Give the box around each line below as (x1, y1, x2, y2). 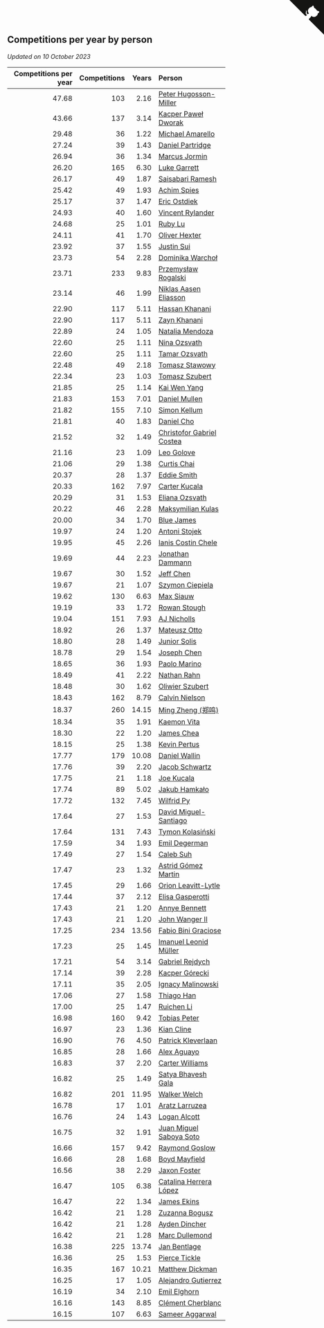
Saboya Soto (158, 1131, 200, 1141)
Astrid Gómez (158, 860, 203, 870)
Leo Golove (158, 448, 196, 457)
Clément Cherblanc (158, 1298, 222, 1307)
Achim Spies (158, 185, 199, 195)
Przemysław (158, 264, 199, 274)
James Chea (158, 728, 199, 738)
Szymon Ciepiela (158, 580, 213, 590)
